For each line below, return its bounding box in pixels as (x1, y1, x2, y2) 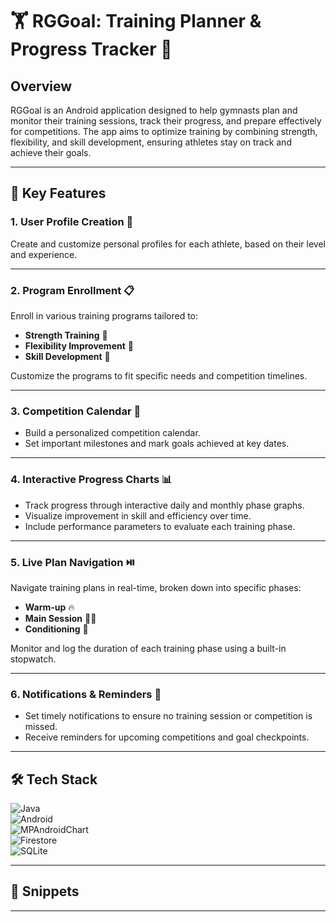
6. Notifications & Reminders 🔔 (10, 687, 162, 701)
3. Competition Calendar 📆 (10, 404, 142, 418)
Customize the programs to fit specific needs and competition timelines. (10, 369, 308, 382)
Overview (10, 78, 73, 95)
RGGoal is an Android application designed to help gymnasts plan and (10, 104, 298, 116)
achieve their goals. (10, 147, 92, 158)
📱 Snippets (10, 883, 80, 900)
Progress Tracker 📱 (10, 38, 173, 61)
